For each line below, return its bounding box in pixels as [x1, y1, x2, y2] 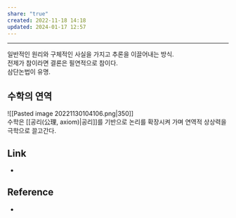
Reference [7, 186, 54, 198]
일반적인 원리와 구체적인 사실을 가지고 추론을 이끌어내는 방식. [7, 50, 174, 58]
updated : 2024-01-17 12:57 [7, 23, 86, 30]
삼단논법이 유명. [7, 68, 51, 76]
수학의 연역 [7, 90, 53, 102]
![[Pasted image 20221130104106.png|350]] [7, 110, 134, 118]
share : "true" [7, 10, 49, 18]
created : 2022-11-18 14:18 [7, 17, 86, 24]
